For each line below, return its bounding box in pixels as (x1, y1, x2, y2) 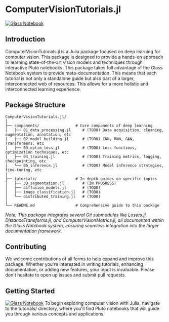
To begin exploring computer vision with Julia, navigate (45, 300, 160, 306)
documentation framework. (5, 228, 62, 234)
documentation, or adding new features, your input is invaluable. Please (5, 267, 155, 273)
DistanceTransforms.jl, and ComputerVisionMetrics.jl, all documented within (5, 217, 164, 223)
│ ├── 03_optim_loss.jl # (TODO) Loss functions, (5, 145, 137, 150)
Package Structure (5, 101, 66, 109)
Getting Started (5, 287, 55, 295)
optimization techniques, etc (5, 149, 69, 155)
